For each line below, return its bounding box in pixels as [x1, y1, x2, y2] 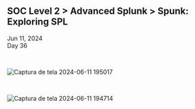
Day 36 [7, 41, 27, 50]
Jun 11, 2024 [7, 34, 43, 42]
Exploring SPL [7, 16, 68, 28]
